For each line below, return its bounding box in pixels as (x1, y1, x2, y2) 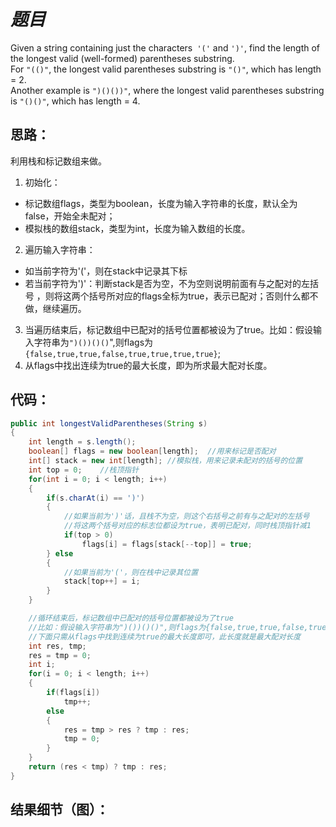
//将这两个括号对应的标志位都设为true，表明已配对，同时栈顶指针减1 (63, 521, 312, 531)
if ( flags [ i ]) (46, 688, 101, 698)
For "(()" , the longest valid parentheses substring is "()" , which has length (10, 63, 322, 75)
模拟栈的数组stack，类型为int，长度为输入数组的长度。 (24, 222, 251, 234)
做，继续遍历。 (24, 302, 87, 314)
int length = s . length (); (28, 437, 137, 447)
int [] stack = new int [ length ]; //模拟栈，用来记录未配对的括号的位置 (28, 456, 303, 466)
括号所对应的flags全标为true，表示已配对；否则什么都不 (88, 290, 319, 302)
